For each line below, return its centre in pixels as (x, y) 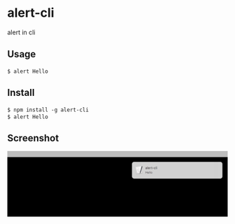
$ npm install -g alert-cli (48, 110)
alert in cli (21, 32)
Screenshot (33, 138)
